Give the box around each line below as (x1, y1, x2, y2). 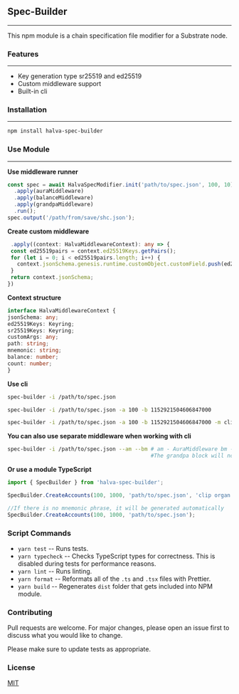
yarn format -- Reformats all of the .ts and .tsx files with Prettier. (17, 574, 211, 583)
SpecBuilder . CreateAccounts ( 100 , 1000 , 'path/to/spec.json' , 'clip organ (7, 491, 231, 499)
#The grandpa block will (150, 452, 224, 460)
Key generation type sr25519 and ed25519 (17, 72, 142, 80)
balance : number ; (7, 354, 59, 361)
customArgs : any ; (7, 334, 59, 341)
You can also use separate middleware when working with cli (7, 432, 192, 441)
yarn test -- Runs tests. (17, 544, 89, 552)
